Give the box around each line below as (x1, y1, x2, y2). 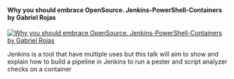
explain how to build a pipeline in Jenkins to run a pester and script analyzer (7, 57, 228, 66)
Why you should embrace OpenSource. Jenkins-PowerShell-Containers (7, 6, 223, 14)
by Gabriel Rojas (7, 13, 56, 21)
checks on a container (7, 65, 72, 73)
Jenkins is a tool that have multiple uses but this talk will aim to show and (7, 50, 219, 59)
